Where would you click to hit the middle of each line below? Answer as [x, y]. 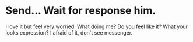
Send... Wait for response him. [81, 11]
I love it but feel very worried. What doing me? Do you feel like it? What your [96, 26]
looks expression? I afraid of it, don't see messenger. [69, 32]
